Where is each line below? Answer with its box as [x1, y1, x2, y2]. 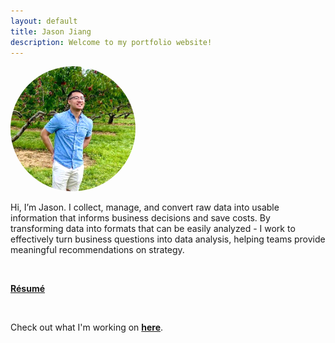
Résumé [10, 283, 46, 295]
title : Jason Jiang [10, 26, 92, 37]
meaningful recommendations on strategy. [10, 244, 185, 256]
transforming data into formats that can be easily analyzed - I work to [10, 223, 296, 235]
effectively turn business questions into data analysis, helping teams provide [10, 233, 326, 245]
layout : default [10, 16, 78, 26]
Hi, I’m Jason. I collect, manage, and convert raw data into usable [10, 201, 280, 214]
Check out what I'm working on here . [10, 321, 164, 334]
